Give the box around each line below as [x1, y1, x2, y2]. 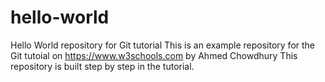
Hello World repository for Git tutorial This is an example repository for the [10, 39, 316, 51]
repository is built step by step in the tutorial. [10, 60, 195, 72]
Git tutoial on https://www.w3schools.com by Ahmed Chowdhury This [10, 49, 298, 61]
